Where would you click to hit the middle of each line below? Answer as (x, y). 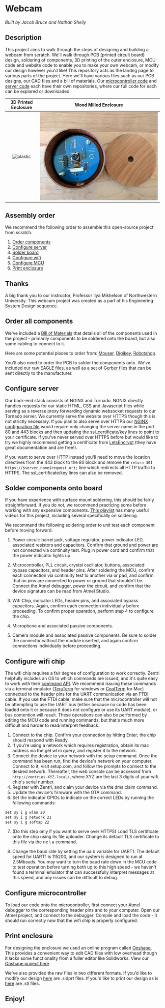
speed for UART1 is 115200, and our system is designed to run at (77, 857)
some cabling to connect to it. (35, 343)
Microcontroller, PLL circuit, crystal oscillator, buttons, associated (78, 565)
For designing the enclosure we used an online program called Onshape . (79, 948)
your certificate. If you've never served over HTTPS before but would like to (82, 437)
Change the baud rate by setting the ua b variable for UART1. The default (86, 852)
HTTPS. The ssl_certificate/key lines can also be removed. (64, 473)
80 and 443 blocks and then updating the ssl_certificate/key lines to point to (82, 432)
